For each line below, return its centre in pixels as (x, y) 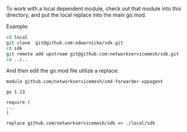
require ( (18, 103)
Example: (18, 26)
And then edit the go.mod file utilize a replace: (63, 71)
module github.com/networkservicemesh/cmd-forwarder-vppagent (85, 82)
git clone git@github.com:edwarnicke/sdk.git (65, 43)
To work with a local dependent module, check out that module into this (94, 9)
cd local (17, 37)
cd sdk (14, 48)
